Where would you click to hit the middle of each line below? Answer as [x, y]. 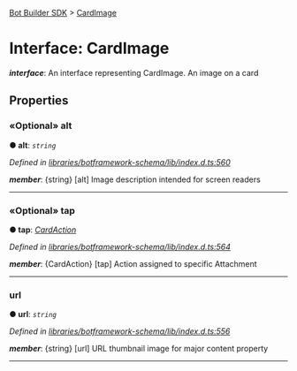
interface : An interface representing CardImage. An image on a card [134, 72]
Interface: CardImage [89, 49]
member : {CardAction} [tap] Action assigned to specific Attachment [133, 263]
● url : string [33, 314]
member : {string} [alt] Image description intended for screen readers [135, 179]
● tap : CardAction [43, 230]
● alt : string [33, 145]
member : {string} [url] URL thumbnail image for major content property [139, 349]
